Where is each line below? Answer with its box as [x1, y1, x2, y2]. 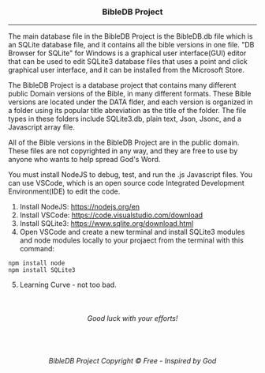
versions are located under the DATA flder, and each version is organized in [8, 97, 253, 107]
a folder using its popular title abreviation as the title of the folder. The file [8, 106, 247, 115]
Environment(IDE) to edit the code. [8, 186, 121, 196]
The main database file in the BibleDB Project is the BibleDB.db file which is [8, 32, 253, 41]
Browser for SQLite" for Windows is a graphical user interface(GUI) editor [8, 48, 247, 58]
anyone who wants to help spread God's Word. [8, 155, 161, 164]
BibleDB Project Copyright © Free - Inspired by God [48, 356, 217, 366]
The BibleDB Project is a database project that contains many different [8, 81, 237, 90]
